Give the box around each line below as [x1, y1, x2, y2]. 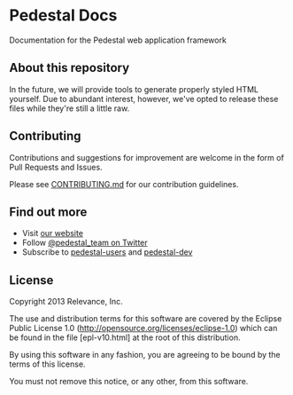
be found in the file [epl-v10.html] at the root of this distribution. [9, 332, 241, 343]
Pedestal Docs [9, 5, 118, 26]
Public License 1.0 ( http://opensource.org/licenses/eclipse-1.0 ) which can [9, 323, 278, 334]
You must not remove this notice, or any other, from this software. [9, 376, 249, 387]
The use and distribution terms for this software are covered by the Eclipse [9, 313, 282, 324]
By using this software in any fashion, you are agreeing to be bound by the [9, 350, 281, 360]
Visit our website [21, 228, 84, 239]
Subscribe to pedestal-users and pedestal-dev [21, 247, 193, 257]
